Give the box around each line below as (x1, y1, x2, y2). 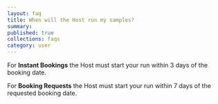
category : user (7, 42, 51, 49)
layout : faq (7, 10, 42, 17)
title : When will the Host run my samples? (7, 17, 135, 23)
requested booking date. (7, 89, 78, 97)
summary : (7, 23, 33, 30)
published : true (7, 29, 54, 37)
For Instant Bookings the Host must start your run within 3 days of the (7, 61, 208, 69)
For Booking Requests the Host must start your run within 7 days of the (7, 82, 211, 90)
